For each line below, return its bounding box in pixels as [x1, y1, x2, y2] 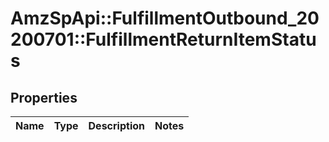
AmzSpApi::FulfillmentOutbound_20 [10, 7, 320, 30]
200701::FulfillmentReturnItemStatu [10, 28, 317, 51]
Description [88, 119, 145, 132]
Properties [10, 89, 78, 106]
